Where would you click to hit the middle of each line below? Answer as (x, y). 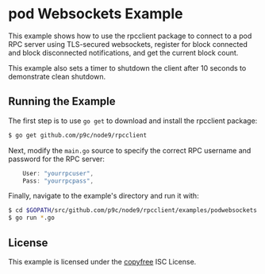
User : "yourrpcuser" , (58, 173)
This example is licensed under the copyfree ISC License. (102, 261)
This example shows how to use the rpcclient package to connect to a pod (130, 36)
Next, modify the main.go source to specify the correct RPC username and (130, 150)
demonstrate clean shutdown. (57, 76)
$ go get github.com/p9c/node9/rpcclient (78, 135)
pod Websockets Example (96, 14)
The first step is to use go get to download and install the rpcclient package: (133, 121)
